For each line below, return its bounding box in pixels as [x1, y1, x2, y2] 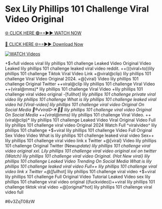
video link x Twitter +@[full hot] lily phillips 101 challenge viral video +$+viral [5, 168, 156, 174]
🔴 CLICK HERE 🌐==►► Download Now [5, 41, 84, 47]
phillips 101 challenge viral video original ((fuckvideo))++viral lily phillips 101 [5, 178, 155, 185]
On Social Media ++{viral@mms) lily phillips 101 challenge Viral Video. [5, 112, 145, 117]
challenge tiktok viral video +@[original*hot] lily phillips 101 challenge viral [5, 184, 152, 190]
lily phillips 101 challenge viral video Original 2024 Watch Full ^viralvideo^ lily [5, 122, 157, 128]
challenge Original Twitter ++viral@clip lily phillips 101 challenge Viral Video [5, 81, 155, 87]
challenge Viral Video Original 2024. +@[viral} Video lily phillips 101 [5, 76, 139, 81]
